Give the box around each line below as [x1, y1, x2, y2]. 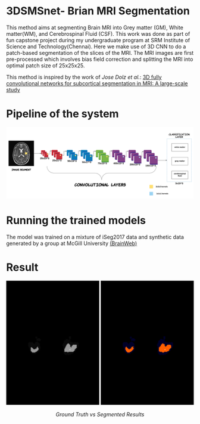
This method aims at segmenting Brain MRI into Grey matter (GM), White [6, 24, 183, 31]
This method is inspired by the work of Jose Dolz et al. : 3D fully [6, 73, 162, 81]
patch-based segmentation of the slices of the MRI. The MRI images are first [6, 49, 194, 56]
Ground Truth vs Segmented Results [55, 411, 145, 418]
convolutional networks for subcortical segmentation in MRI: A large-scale [6, 79, 188, 87]
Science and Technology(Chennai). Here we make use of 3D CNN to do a [6, 43, 186, 50]
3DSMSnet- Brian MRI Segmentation [6, 4, 190, 18]
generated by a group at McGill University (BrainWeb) [6, 240, 137, 247]
